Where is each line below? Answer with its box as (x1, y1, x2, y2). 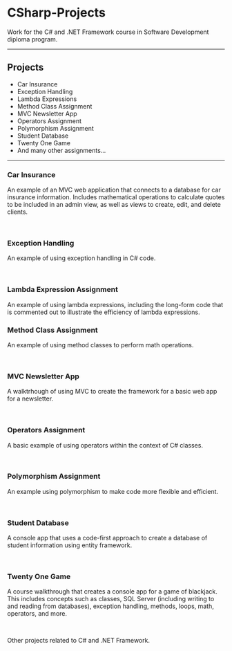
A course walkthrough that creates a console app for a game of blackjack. (7, 587, 217, 596)
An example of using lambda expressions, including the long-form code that (7, 300, 224, 309)
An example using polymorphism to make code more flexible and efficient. (7, 487, 219, 495)
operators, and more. (7, 609, 68, 618)
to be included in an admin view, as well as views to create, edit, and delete (7, 201, 221, 209)
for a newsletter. (7, 394, 54, 403)
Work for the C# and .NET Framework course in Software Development (7, 28, 209, 36)
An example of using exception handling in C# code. (7, 254, 156, 262)
